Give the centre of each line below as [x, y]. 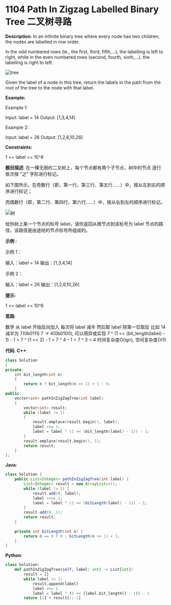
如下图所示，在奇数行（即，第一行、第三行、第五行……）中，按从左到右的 [83, 184]
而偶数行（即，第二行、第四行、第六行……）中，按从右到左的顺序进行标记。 [85, 202]
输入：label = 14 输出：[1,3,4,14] [39, 263]
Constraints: [19, 147]
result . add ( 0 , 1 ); [43, 513]
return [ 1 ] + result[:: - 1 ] [52, 598]
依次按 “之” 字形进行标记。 [33, 174]
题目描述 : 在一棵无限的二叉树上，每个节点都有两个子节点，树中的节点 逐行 [83, 168]
